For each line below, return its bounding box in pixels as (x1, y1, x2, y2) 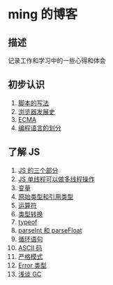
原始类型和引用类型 (17, 192, 74, 200)
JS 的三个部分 (17, 166, 59, 174)
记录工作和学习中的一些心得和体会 (8, 57, 106, 64)
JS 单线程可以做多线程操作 (17, 174, 95, 183)
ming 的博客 (8, 6, 77, 22)
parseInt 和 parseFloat (17, 225, 82, 235)
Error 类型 (17, 260, 47, 270)
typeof (17, 218, 38, 226)
